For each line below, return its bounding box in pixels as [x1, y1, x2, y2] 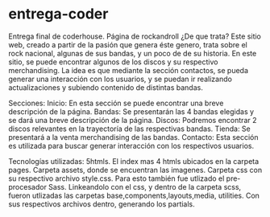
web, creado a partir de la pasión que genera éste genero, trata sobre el [8, 39, 247, 49]
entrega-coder [8, 5, 109, 23]
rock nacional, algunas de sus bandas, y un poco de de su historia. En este [8, 48, 257, 58]
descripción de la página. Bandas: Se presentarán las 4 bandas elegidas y [8, 106, 255, 117]
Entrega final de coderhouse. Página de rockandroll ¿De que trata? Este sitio [8, 31, 262, 41]
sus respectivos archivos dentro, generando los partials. [8, 199, 195, 209]
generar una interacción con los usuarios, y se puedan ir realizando [8, 74, 232, 84]
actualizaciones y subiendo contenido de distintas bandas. [8, 82, 203, 92]
